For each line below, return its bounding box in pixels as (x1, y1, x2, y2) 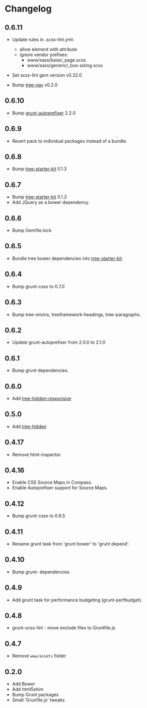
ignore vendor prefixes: (19, 51, 68, 58)
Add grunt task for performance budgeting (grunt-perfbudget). (12, 596, 143, 603)
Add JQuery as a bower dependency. (12, 199, 90, 205)
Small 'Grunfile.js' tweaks (12, 697, 65, 703)
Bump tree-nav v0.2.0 (12, 82, 58, 88)
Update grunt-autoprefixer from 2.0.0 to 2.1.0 (12, 339, 106, 346)
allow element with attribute (19, 46, 78, 52)
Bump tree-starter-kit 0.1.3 (12, 166, 67, 172)
